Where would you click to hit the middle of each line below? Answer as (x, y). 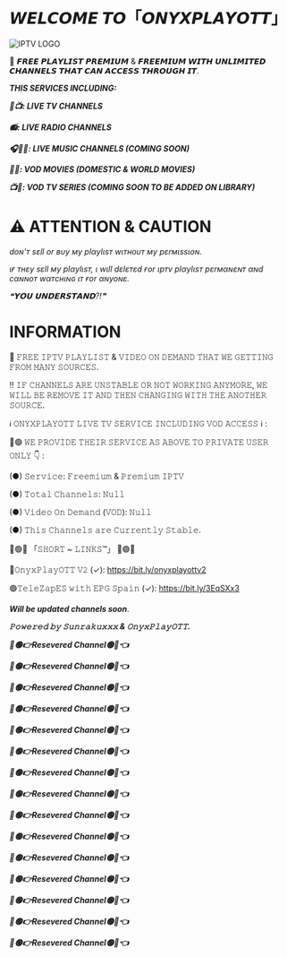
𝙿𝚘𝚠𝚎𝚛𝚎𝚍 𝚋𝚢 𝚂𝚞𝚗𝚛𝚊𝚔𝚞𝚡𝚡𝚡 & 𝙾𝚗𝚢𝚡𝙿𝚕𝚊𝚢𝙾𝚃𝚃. (100, 626)
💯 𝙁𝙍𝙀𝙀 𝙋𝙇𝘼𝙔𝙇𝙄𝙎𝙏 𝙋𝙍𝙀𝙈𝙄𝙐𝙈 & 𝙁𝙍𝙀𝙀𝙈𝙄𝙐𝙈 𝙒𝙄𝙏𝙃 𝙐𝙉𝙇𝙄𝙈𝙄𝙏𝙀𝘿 (138, 61)
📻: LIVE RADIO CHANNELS (60, 127)
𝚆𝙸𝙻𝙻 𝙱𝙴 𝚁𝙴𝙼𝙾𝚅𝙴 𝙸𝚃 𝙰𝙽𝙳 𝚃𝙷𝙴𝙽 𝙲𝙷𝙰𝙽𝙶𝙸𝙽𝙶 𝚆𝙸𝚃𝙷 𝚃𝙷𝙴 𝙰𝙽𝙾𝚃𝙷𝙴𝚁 (138, 394)
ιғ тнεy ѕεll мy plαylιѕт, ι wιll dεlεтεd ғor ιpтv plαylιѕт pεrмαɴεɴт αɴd (136, 269)
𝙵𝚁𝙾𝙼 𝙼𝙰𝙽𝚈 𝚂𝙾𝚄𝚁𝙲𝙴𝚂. (54, 366)
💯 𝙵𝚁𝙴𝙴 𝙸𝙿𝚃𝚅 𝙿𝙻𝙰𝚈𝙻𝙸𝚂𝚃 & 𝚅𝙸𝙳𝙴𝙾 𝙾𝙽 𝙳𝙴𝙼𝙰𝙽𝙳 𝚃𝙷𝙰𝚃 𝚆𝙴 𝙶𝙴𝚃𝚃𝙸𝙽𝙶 (142, 357)
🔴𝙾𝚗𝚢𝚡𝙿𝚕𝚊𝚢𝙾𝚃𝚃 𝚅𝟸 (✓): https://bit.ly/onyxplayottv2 (108, 569)
